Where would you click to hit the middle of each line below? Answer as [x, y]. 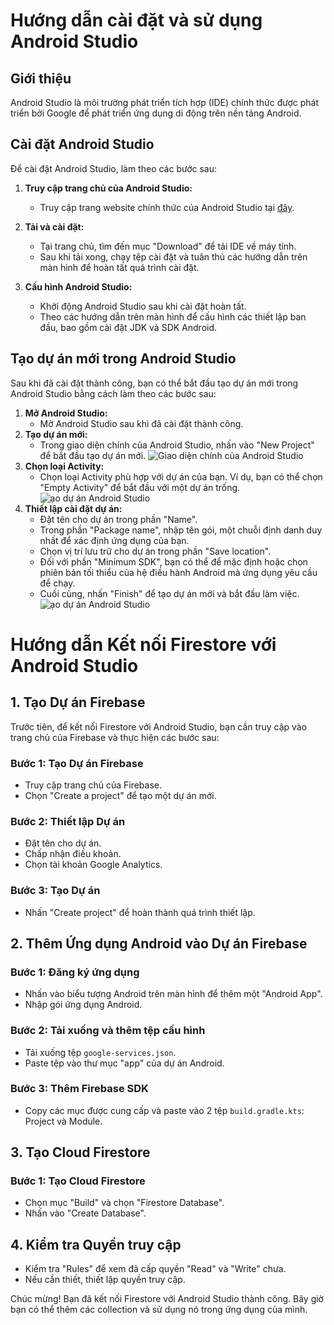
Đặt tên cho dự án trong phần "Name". [118, 519]
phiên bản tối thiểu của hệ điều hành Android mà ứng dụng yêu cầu [178, 572]
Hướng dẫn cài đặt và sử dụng [136, 20]
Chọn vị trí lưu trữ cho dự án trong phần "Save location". [155, 551]
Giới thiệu [41, 78]
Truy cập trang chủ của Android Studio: [108, 188]
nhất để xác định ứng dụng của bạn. [114, 540]
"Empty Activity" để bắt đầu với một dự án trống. [140, 487]
